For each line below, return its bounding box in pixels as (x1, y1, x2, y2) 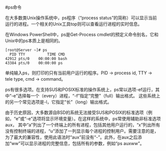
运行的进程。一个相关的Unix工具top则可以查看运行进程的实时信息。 (5, 21, 142, 27)
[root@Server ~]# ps (5, 48, 48, 52)
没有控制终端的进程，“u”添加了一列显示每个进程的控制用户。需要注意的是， (5, 128, 159, 134)
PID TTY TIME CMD (9, 52, 65, 57)
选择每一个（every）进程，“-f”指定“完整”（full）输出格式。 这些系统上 (17, 93, 161, 99)
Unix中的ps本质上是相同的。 (5, 38, 63, 44)
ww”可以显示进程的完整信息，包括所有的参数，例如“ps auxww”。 (11, 141, 145, 146)
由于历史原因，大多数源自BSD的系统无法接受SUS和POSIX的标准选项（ (5, 109, 148, 115)
